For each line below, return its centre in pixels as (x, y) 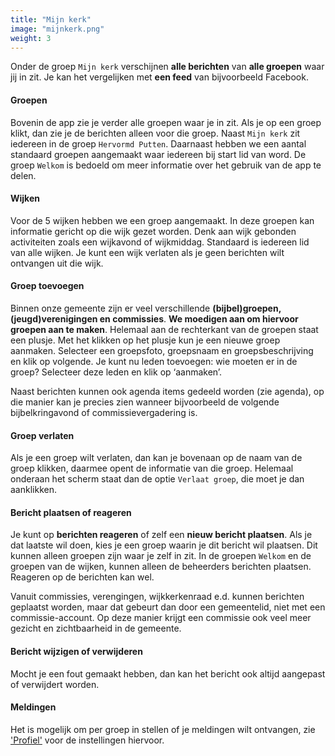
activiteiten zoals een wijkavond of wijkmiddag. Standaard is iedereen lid (160, 242)
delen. (23, 175)
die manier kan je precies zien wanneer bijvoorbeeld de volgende (145, 402)
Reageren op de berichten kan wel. (82, 577)
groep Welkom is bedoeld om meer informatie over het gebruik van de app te (166, 165)
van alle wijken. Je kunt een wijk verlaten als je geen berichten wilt (147, 252)
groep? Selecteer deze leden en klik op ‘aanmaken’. (116, 372)
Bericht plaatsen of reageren (71, 512)
